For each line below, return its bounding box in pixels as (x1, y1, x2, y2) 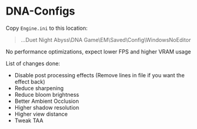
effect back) (14, 78, 46, 85)
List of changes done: (5, 60, 60, 67)
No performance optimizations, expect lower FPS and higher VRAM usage (5, 47, 192, 55)
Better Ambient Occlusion (14, 97, 80, 105)
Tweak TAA (14, 117, 44, 124)
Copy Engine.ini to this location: (5, 24, 88, 32)
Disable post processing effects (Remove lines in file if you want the (14, 71, 185, 78)
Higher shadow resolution (14, 103, 80, 111)
